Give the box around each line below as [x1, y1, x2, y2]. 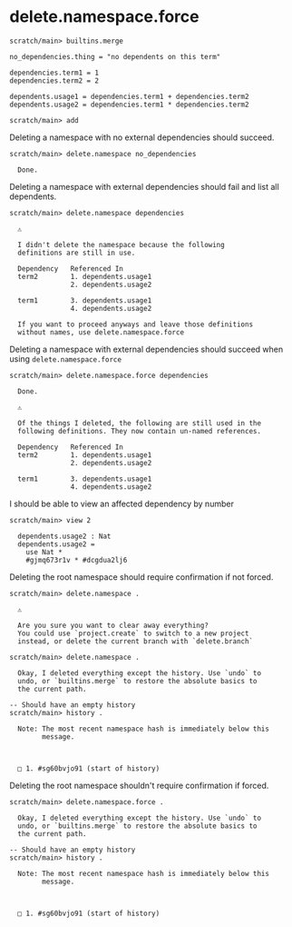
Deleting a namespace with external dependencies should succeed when [9, 344, 284, 354]
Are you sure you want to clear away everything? [17, 621, 209, 630]
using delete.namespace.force [9, 353, 122, 364]
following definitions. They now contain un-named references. [17, 426, 261, 435]
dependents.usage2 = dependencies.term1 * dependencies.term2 [9, 100, 249, 109]
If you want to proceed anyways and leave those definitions [17, 320, 254, 329]
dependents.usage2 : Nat [17, 532, 112, 541]
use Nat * [25, 547, 63, 556]
